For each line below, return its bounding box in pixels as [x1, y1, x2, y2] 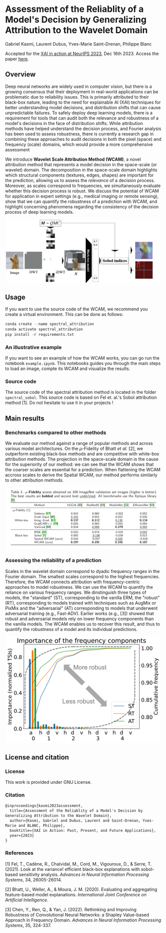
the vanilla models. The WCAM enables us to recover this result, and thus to [5, 621, 160, 627]
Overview [5, 70, 36, 79]
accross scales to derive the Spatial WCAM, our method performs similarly [5, 472, 158, 478]
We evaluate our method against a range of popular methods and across [5, 440, 153, 446]
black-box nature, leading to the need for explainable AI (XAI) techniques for [5, 99, 161, 105]
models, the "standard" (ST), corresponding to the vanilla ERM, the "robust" [5, 594, 160, 601]
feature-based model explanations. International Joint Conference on [5, 891, 147, 897]
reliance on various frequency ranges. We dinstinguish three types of [5, 589, 147, 595]
